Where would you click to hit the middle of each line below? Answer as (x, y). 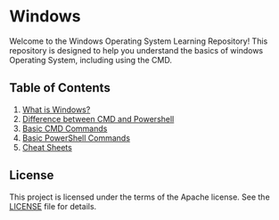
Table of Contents (60, 88)
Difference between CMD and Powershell (98, 118)
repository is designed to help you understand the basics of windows (136, 50)
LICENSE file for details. (53, 206)
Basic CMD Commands (65, 128)
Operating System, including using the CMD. (90, 60)
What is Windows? (56, 110)
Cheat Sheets (47, 147)
